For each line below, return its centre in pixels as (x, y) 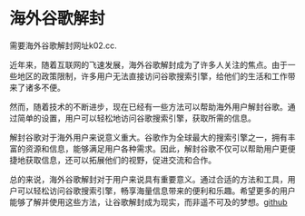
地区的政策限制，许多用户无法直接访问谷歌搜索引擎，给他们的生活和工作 (152, 76)
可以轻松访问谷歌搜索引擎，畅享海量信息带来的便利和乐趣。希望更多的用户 (156, 191)
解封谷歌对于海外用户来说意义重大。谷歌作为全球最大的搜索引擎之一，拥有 (148, 137)
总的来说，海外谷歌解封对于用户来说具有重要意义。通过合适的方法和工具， (148, 179)
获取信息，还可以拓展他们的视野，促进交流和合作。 (120, 160)
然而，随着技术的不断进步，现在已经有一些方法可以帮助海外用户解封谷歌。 (148, 106)
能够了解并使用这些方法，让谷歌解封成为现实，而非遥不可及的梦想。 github (148, 201)
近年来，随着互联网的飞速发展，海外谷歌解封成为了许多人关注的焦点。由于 (148, 64)
